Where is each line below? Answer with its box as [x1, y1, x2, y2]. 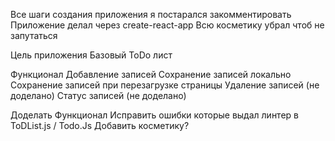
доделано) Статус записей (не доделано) [10, 90, 187, 101]
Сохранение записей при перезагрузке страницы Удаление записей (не [10, 79, 320, 91]
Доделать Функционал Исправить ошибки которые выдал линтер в [10, 109, 299, 121]
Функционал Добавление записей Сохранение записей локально [10, 69, 292, 80]
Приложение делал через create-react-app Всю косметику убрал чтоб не [10, 19, 325, 31]
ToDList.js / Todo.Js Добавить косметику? [10, 120, 190, 131]
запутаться [10, 30, 58, 41]
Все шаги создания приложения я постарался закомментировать [10, 9, 292, 20]
